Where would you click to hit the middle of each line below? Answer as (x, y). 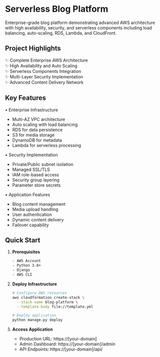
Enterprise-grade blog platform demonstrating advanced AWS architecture (80, 23)
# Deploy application (34, 315)
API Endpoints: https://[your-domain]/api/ (61, 349)
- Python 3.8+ (26, 265)
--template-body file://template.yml (55, 307)
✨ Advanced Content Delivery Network (44, 82)
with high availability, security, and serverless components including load (79, 27)
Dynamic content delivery (38, 219)
